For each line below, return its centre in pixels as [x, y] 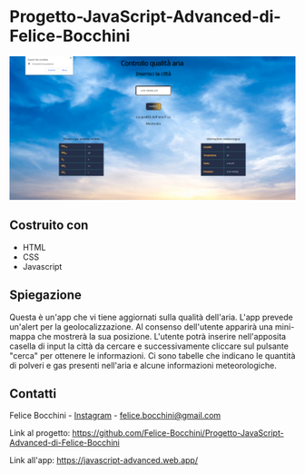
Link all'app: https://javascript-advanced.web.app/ [103, 460]
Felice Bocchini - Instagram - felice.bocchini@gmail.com [115, 416]
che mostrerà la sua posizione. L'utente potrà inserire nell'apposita [162, 336]
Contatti [33, 394]
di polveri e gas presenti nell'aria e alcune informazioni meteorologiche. [143, 365]
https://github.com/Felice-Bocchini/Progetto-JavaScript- [178, 433]
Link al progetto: [40, 433]
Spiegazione [45, 296]
